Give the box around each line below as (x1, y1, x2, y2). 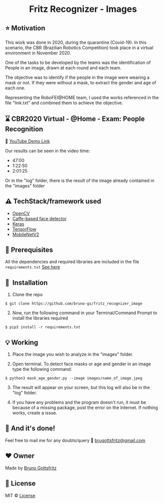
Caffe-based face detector (12, 216, 67, 222)
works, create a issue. (12, 410, 58, 416)
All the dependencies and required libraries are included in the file (5, 259, 139, 265)
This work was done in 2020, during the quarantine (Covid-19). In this (5, 40, 147, 45)
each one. (5, 85, 26, 91)
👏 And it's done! (5, 424, 55, 433)
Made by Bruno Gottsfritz (5, 465, 57, 471)
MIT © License (5, 492, 36, 499)
